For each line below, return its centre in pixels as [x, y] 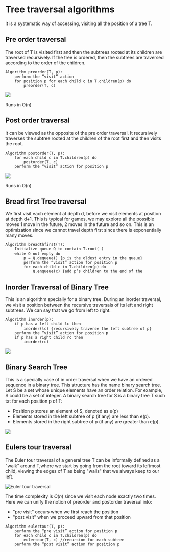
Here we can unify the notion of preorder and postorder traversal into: [79, 501]
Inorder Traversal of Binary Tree [57, 287]
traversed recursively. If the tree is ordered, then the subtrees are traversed [85, 57]
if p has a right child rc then [49, 338]
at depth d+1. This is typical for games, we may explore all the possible [80, 219]
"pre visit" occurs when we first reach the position [66, 512]
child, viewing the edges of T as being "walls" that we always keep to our [82, 471]
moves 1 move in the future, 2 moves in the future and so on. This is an [80, 224]
